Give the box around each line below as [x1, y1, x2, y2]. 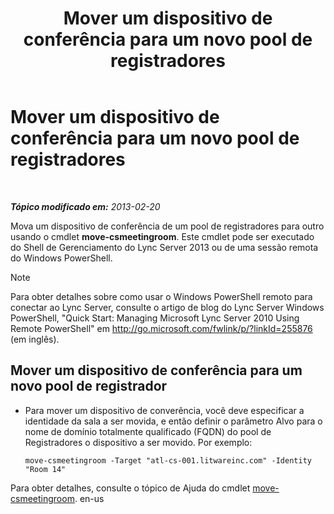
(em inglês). [10, 333, 60, 345]
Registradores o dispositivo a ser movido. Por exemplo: [24, 436, 253, 448]
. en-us [74, 492, 105, 504]
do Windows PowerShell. [10, 252, 113, 264]
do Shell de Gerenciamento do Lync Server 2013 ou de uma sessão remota [10, 241, 319, 253]
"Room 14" [24, 464, 67, 474]
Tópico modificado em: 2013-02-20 [10, 200, 161, 212]
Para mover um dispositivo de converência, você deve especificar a [24, 404, 305, 416]
